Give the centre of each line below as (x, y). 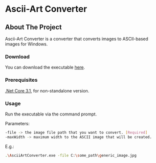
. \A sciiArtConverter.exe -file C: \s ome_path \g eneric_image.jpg (71, 155)
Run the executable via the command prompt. (51, 114)
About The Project (33, 27)
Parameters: (17, 123)
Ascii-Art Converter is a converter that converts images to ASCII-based (77, 39)
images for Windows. (26, 44)
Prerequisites (21, 80)
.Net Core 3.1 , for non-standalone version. (47, 91)
